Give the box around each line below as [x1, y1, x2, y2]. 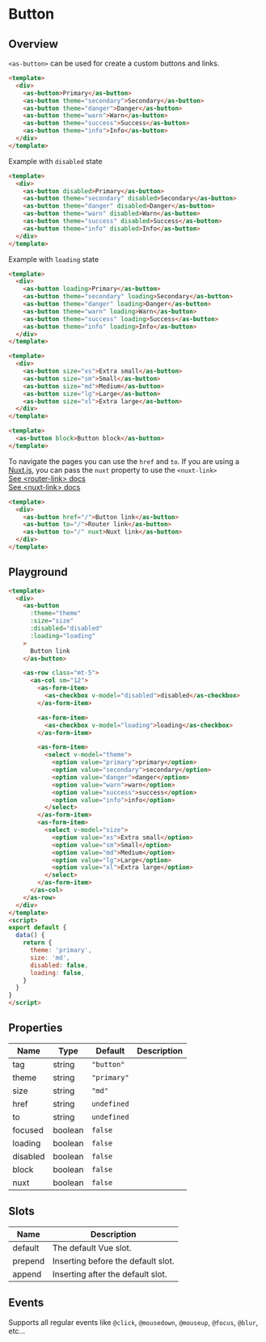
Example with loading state [8, 254, 99, 264]
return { [23, 939, 53, 947]
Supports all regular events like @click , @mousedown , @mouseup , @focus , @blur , [8, 1317, 259, 1327]
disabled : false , [29, 961, 89, 969]
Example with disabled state [8, 156, 103, 166]
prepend [12, 1255, 45, 1266]
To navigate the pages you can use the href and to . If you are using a [8, 456, 240, 466]
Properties [8, 1021, 63, 1035]
